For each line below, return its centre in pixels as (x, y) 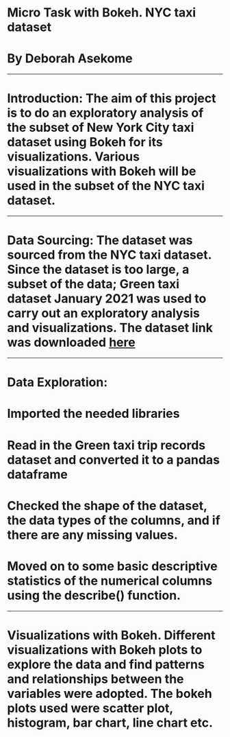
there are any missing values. (92, 535)
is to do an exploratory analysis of (105, 113)
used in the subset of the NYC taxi (106, 186)
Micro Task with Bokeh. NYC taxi (102, 13)
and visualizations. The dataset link (110, 328)
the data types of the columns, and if (114, 520)
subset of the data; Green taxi (93, 284)
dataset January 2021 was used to (107, 299)
